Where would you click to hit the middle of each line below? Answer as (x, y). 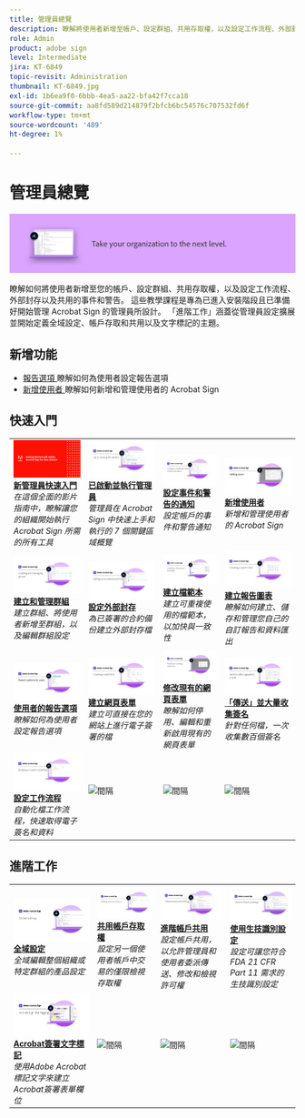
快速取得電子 (53, 821)
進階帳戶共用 (184, 928)
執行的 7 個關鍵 (117, 530)
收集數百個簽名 (253, 737)
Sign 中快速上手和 (121, 519)
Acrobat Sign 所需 (47, 530)
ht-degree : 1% (36, 135)
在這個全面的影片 (45, 497)
